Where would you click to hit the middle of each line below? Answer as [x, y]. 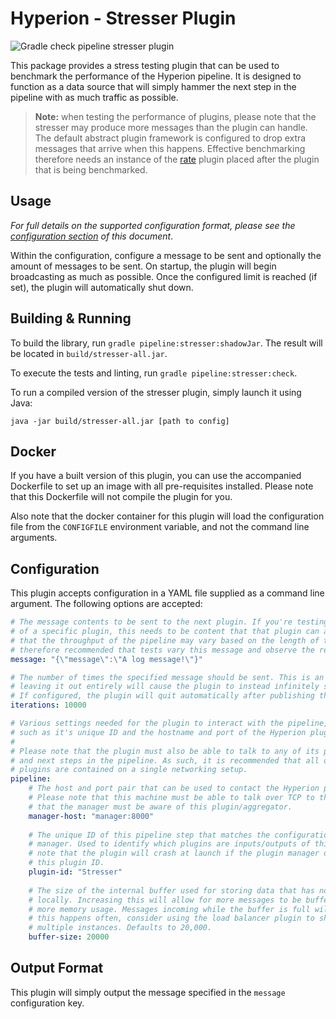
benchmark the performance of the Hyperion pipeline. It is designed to [156, 76]
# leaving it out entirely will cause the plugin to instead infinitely [165, 687]
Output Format [57, 968]
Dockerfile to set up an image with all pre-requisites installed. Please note [162, 486]
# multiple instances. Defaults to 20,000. [120, 928]
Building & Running [71, 318]
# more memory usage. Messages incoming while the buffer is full [169, 909]
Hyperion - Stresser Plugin [123, 18]
